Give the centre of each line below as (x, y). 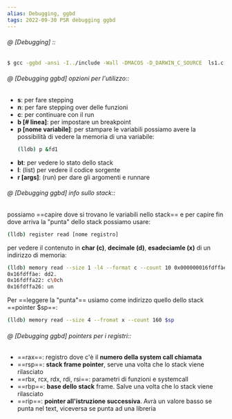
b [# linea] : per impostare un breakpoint (74, 122)
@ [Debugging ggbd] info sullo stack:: (61, 193)
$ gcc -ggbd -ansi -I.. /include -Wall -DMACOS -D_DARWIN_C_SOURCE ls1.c (116, 63)
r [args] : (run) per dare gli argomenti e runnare (84, 177)
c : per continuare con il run (56, 114)
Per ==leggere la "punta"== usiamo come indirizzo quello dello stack (105, 300)
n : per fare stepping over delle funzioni (72, 107)
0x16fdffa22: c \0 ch (35, 281)
